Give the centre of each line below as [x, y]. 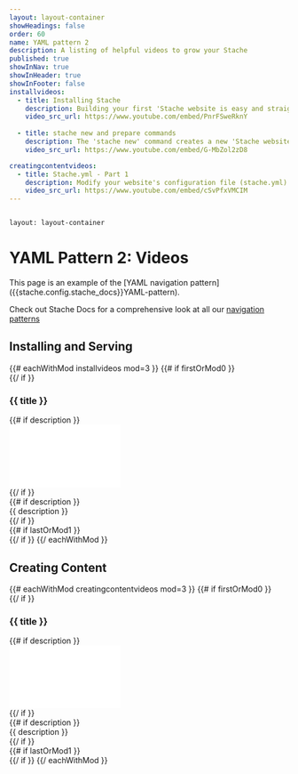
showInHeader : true [45, 76]
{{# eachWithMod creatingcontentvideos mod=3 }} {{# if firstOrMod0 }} [141, 589]
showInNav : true [39, 68]
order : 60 [27, 34]
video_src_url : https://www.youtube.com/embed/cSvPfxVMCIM [137, 191]
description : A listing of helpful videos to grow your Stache [129, 51]
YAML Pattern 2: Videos [99, 258]
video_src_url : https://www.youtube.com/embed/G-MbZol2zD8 [137, 149]
